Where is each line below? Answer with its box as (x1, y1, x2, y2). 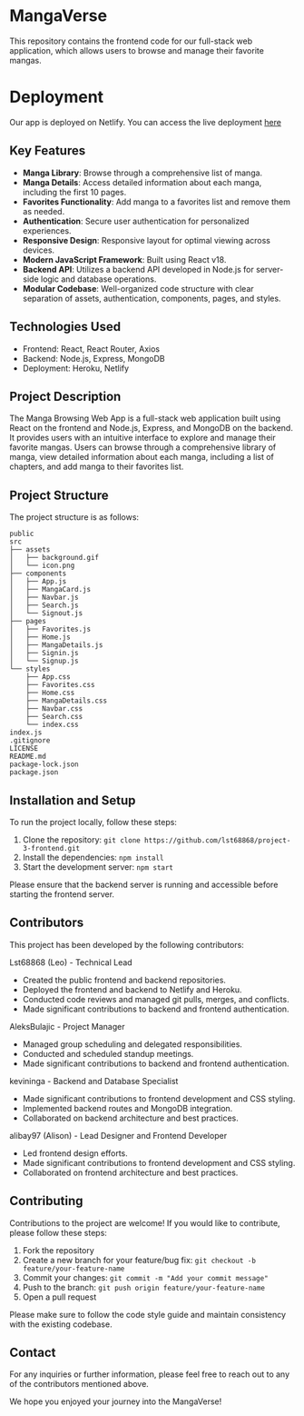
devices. (22, 244, 55, 255)
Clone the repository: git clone (22, 833, 141, 845)
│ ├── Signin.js (9, 649, 79, 658)
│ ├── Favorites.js (9, 624, 92, 634)
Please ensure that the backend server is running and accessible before (9, 879, 279, 890)
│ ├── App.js (9, 577, 67, 586)
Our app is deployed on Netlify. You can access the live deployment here (9, 116, 281, 127)
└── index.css (25, 720, 79, 730)
